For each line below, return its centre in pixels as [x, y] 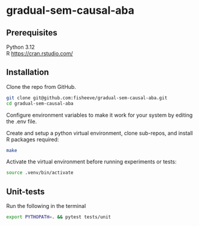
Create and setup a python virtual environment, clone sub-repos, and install [99, 133]
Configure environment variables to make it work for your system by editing [99, 115]
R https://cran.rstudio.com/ [40, 53]
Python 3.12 [20, 47]
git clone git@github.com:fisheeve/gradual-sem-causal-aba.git [87, 98]
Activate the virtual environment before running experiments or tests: [91, 162]
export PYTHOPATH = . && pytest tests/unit [59, 217]
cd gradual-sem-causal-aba [40, 103]
